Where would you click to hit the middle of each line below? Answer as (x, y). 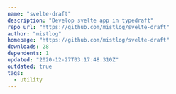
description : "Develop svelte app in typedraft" (81, 20)
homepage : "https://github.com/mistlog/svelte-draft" (89, 40)
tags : (15, 73)
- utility (28, 80)
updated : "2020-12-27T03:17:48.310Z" (63, 60)
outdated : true (30, 66)
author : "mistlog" (34, 34)
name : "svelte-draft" (39, 14)
